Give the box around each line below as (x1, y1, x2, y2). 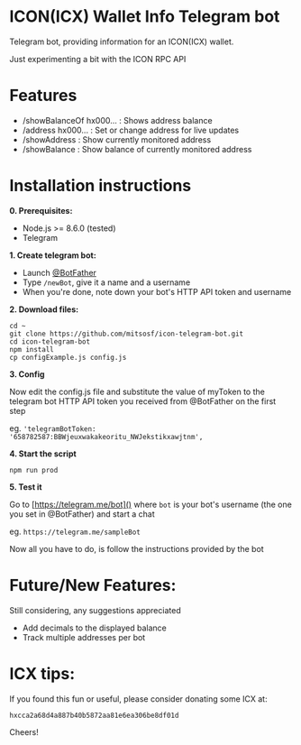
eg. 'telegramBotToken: (9, 422, 96, 434)
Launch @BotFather (22, 267, 97, 278)
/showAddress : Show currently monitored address (22, 133, 212, 145)
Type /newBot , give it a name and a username (22, 277, 191, 288)
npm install (9, 345, 54, 354)
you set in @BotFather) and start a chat (9, 508, 155, 520)
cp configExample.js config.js (9, 353, 127, 362)
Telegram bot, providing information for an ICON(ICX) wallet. (9, 36, 234, 47)
